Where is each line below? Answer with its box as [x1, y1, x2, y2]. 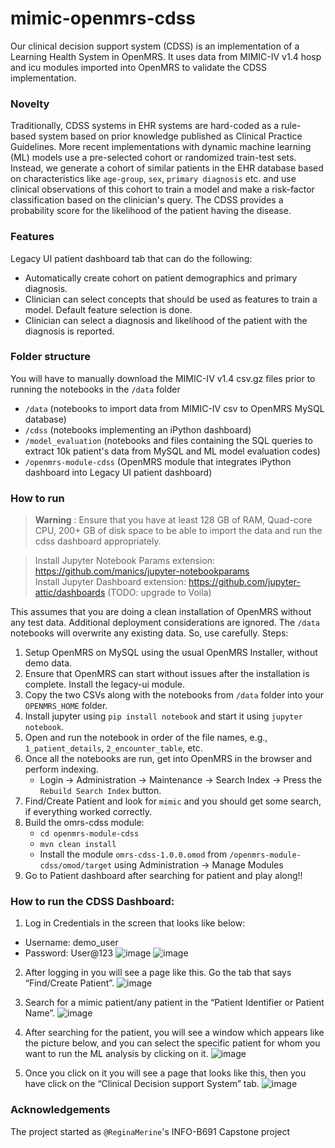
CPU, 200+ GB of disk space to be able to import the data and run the [34, 525, 323, 537]
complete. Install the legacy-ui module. [24, 678, 185, 691]
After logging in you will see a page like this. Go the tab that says [24, 967, 292, 979]
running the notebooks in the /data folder [10, 383, 181, 395]
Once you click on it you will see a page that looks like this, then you [24, 1067, 307, 1079]
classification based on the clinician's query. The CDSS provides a [10, 194, 284, 206]
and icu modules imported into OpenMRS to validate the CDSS [10, 61, 268, 73]
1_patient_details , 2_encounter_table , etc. [24, 742, 203, 754]
